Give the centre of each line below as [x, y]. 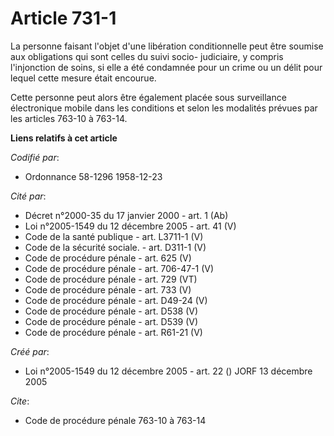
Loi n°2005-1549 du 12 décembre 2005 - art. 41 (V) [130, 226]
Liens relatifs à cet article [64, 138]
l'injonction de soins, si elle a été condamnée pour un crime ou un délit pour [166, 67]
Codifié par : [35, 157]
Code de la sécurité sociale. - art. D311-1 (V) [115, 247]
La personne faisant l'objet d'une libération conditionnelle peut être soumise [167, 46]
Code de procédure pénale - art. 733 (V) [108, 289]
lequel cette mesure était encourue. [83, 78]
